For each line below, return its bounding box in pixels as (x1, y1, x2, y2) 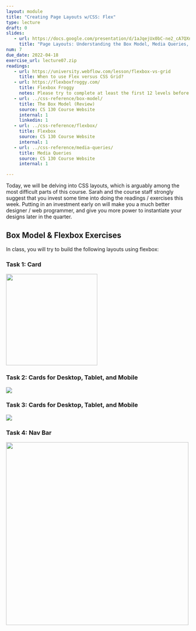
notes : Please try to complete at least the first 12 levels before (19, 90, 190, 96)
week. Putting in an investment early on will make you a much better (6, 201, 170, 208)
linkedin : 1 (19, 118, 48, 124)
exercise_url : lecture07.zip (6, 57, 77, 63)
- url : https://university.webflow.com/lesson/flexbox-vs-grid (13, 68, 171, 74)
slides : (6, 30, 25, 36)
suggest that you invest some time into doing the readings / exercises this (6, 194, 184, 202)
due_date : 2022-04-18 (6, 52, 59, 58)
